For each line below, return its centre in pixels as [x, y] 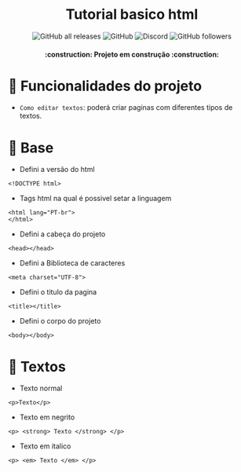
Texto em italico [45, 446]
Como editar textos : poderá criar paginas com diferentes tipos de [126, 108]
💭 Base [31, 148]
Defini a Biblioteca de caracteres [72, 263]
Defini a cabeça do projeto [62, 234]
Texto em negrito [47, 417]
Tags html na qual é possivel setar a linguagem [95, 199]
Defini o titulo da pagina [58, 292]
